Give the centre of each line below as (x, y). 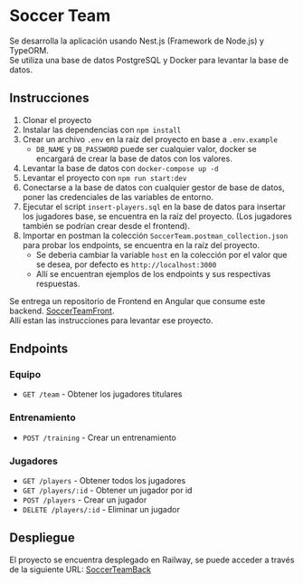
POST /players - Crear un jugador (85, 500)
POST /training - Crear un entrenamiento (99, 437)
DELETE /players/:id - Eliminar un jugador (101, 510)
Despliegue (42, 538)
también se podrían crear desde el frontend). (106, 225)
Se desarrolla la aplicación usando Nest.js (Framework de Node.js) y (137, 41)
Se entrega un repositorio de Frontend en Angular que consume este (137, 301)
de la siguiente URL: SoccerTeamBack (80, 569)
